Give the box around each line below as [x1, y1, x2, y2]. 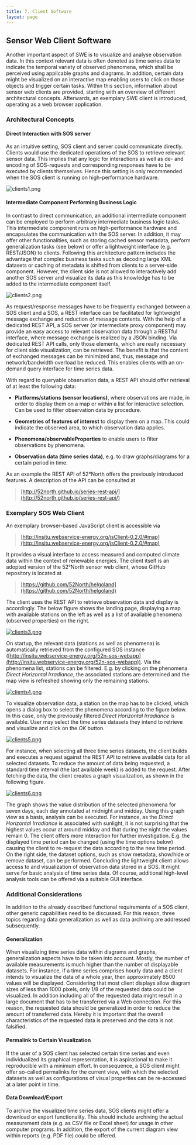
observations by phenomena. [14, 441, 85, 448]
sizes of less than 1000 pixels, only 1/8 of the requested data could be [6, 986, 174, 993]
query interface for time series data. [27, 365, 114, 372]
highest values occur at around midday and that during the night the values [6, 826, 187, 833]
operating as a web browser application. [6, 101, 104, 108]
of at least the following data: [6, 383, 77, 390]
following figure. [6, 778, 46, 785]
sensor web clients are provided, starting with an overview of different [6, 88, 176, 95]
